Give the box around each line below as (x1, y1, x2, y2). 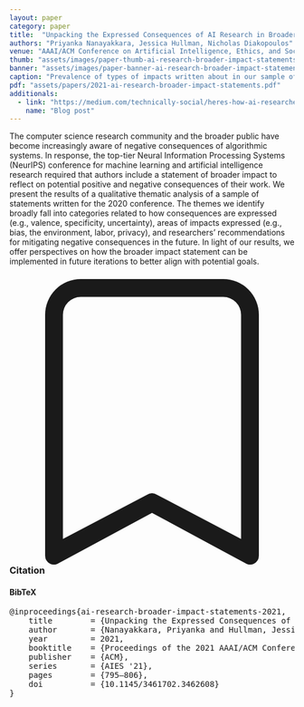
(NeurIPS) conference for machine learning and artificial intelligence (9, 160, 264, 170)
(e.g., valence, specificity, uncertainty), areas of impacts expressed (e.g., (9, 218, 282, 228)
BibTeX (9, 586, 37, 597)
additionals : (9, 89, 59, 98)
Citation (9, 564, 45, 576)
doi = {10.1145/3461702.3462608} (28, 679, 220, 690)
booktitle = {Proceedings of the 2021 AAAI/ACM (28, 643, 258, 654)
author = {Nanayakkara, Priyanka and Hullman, (28, 625, 268, 635)
